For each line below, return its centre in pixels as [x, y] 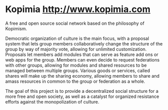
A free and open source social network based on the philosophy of [75, 23]
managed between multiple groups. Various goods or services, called [78, 70]
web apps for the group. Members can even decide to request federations [82, 60]
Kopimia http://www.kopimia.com [78, 9]
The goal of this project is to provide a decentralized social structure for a [82, 91]
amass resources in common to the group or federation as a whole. [75, 81]
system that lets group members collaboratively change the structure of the [84, 43]
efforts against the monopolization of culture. [52, 101]
